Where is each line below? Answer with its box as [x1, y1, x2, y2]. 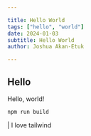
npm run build [7, 108, 50, 115]
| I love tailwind [7, 120, 52, 129]
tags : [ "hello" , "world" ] [7, 23, 84, 31]
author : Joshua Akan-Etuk [7, 43, 84, 51]
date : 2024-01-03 [7, 30, 59, 37]
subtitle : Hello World [7, 36, 75, 43]
